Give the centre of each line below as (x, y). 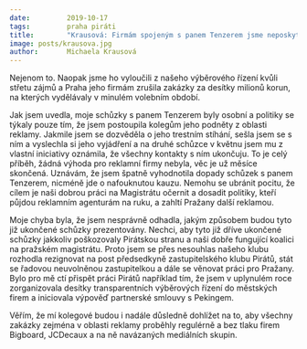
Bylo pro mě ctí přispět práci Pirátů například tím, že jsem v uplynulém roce (151, 279)
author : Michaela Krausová (73, 52)
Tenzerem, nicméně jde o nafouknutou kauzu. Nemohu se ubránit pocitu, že (152, 183)
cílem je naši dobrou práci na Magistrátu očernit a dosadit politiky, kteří (143, 193)
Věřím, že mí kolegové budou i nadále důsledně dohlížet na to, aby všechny (151, 315)
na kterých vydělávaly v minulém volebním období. (105, 98)
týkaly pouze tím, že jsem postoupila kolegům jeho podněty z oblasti (138, 125)
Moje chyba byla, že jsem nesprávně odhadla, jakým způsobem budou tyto (151, 220)
